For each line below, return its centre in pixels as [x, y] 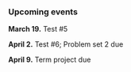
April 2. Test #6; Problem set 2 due [66, 44]
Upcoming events [43, 12]
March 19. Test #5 [38, 29]
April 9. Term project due [50, 60]
